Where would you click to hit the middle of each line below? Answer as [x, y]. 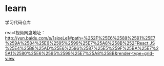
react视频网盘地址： [25, 32]
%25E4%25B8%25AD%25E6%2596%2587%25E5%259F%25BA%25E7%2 [82, 48]
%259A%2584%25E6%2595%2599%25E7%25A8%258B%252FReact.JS [80, 43]
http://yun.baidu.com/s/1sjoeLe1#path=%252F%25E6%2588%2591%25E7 [80, 38]
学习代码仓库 [18, 22]
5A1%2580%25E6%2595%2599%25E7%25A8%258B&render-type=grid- [80, 53]
